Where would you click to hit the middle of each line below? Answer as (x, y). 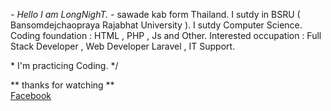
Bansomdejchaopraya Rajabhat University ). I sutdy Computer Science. (156, 25)
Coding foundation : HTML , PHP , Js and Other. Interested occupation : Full (166, 35)
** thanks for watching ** (62, 85)
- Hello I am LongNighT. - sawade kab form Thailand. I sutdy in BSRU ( (155, 14)
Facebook (31, 95)
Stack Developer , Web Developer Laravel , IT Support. (123, 46)
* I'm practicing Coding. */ (64, 65)
